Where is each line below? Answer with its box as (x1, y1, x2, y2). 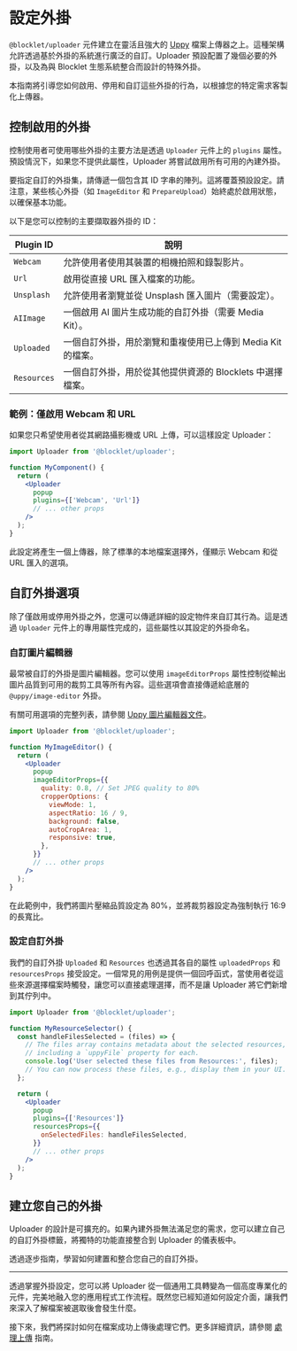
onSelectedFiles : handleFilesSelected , (41, 1130, 188, 1139)
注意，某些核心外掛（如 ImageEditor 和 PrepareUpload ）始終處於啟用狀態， (9, 185, 281, 196)
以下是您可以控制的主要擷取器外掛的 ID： (9, 215, 159, 226)
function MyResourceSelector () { (9, 1024, 133, 1033)
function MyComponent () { (9, 462, 104, 472)
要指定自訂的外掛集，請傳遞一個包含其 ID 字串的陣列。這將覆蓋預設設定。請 (9, 175, 285, 185)
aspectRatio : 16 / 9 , (48, 808, 128, 818)
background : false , (48, 817, 121, 826)
